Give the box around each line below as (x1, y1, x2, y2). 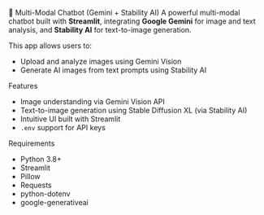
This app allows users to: (8, 41, 92, 50)
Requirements (8, 138, 55, 148)
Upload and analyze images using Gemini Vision (19, 57, 182, 66)
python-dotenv (19, 189, 71, 199)
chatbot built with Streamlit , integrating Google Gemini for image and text (8, 16, 256, 26)
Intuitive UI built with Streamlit (19, 114, 121, 124)
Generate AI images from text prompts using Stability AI (19, 65, 207, 75)
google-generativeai (19, 198, 89, 207)
